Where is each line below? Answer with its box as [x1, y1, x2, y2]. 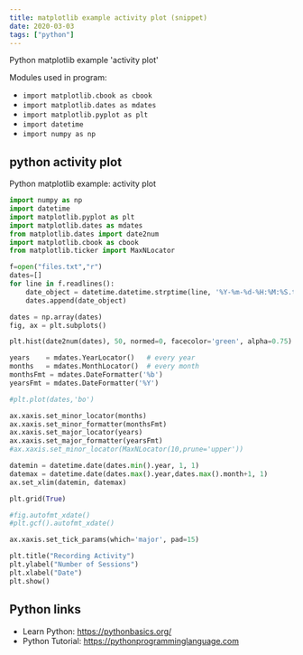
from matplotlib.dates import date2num [9, 229, 160, 239]
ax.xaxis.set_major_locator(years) [9, 428, 143, 437]
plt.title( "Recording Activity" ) [9, 552, 135, 561]
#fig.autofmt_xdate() [9, 510, 91, 519]
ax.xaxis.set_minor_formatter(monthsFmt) [9, 419, 168, 429]
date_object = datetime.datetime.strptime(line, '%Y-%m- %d [25, 287, 252, 296]
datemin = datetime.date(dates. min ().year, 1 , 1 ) [9, 462, 200, 471]
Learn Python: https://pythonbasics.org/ [22, 625, 172, 637]
